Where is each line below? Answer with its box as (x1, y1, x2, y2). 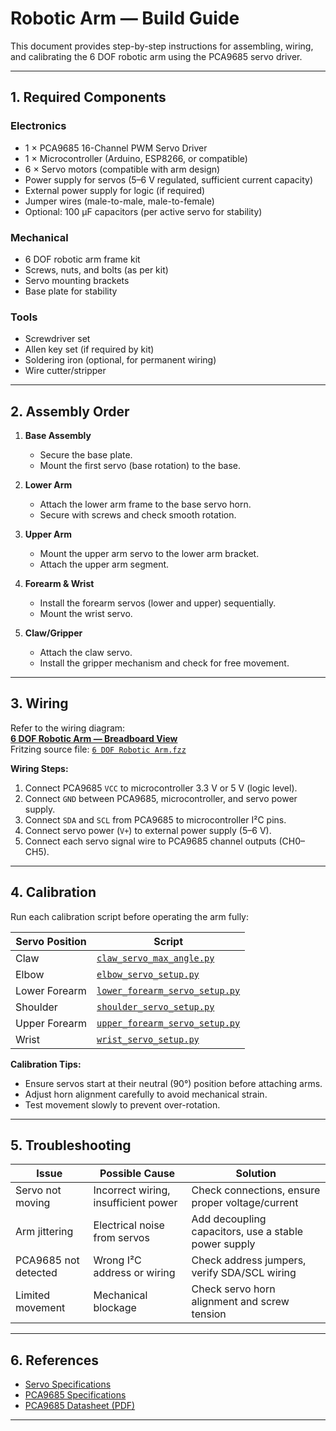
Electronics (10, 119, 67, 133)
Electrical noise (93, 1218, 165, 1232)
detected (15, 1266, 58, 1280)
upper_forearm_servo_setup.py (96, 1017, 241, 1029)
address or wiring (93, 1266, 176, 1280)
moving (15, 1196, 51, 1210)
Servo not (15, 1183, 62, 1197)
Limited (15, 1288, 51, 1302)
